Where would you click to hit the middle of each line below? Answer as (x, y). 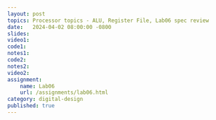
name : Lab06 (37, 86)
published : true (31, 106)
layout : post (26, 14)
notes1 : (19, 54)
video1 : (19, 40)
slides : (19, 34)
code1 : (17, 47)
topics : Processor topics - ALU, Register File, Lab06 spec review (108, 20)
